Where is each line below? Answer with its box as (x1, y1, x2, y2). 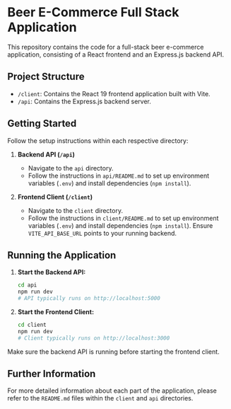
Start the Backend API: (17, 268, 86, 277)
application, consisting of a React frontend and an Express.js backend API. (7, 50, 225, 59)
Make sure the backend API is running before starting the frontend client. (7, 347, 220, 356)
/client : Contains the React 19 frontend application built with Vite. (17, 89, 211, 98)
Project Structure (7, 71, 85, 83)
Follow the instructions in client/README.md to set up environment (28, 214, 219, 222)
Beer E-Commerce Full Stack (7, 4, 179, 21)
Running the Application (7, 249, 117, 261)
